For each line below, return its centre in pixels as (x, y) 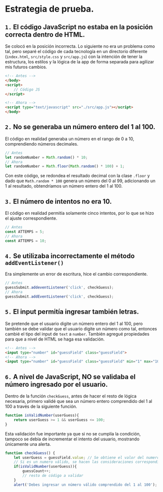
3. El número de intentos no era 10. (58, 201)
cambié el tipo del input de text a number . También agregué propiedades (77, 334)
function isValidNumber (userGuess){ (42, 416)
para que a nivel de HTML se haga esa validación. (55, 339)
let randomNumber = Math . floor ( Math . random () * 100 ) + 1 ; (65, 167)
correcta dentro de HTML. (45, 34)
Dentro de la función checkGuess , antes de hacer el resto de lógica (71, 396)
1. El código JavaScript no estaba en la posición (79, 27)
